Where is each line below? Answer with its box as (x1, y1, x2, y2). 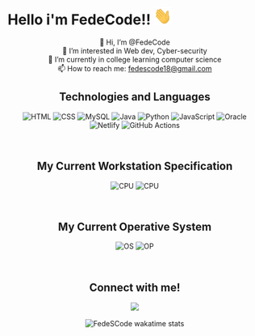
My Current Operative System (58, 219, 211, 233)
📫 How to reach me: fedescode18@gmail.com (57, 63, 212, 73)
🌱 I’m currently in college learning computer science (48, 54, 222, 64)
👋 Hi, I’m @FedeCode (99, 37, 170, 47)
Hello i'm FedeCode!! (7, 11, 151, 29)
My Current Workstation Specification (36, 159, 233, 173)
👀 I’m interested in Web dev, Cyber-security (62, 45, 207, 55)
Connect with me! (89, 280, 181, 294)
